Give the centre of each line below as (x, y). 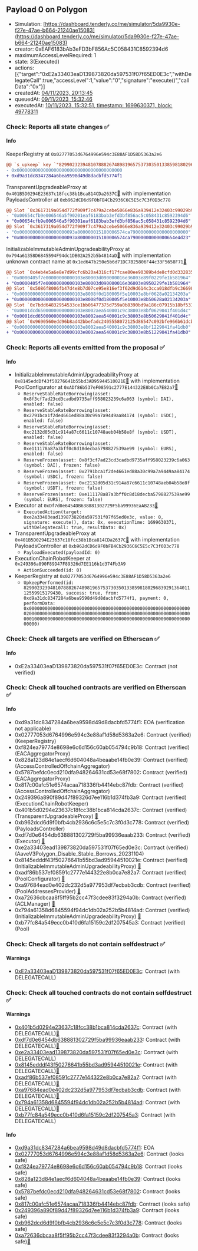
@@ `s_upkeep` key (29, 164)
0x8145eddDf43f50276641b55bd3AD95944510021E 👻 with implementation (97, 381)
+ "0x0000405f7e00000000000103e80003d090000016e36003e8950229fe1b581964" (99, 283)
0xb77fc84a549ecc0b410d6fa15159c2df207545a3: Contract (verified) (100, 922)
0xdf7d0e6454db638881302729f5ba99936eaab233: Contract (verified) (102, 835)
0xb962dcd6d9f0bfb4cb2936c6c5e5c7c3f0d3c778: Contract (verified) (102, 822)
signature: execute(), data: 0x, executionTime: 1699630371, (100, 523)
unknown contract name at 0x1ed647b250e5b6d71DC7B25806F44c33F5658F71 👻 (96, 261)
